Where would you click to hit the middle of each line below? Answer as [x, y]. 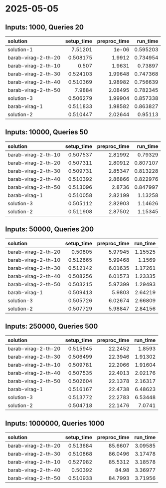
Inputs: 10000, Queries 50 [47, 132]
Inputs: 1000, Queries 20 [44, 27]
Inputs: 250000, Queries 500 [52, 326]
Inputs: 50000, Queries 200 [50, 230]
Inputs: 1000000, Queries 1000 [55, 423]
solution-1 [20, 49]
